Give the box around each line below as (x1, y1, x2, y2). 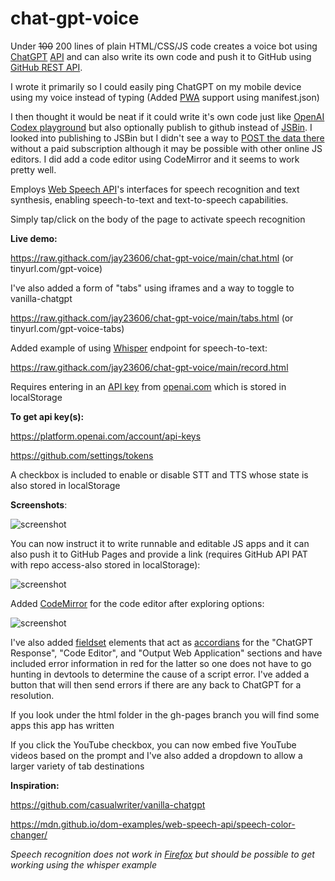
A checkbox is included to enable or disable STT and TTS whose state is (10, 468, 309, 481)
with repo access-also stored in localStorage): (10, 558, 201, 571)
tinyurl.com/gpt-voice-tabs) (10, 322, 125, 334)
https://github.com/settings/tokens (10, 449, 154, 461)
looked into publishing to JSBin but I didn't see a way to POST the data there (10, 132, 325, 144)
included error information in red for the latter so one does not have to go (10, 657, 312, 669)
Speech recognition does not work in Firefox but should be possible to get (10, 848, 315, 860)
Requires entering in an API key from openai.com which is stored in (10, 380, 287, 392)
